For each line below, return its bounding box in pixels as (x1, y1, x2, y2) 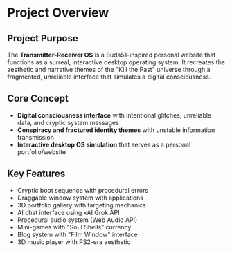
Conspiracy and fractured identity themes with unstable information (17, 126, 215, 134)
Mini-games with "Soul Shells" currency (17, 223, 132, 231)
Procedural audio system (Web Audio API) (17, 216, 138, 224)
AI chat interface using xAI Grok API (17, 208, 120, 216)
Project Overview (7, 5, 109, 21)
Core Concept (7, 93, 69, 104)
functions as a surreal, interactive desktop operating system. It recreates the (7, 58, 225, 66)
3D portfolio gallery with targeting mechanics (17, 200, 147, 209)
